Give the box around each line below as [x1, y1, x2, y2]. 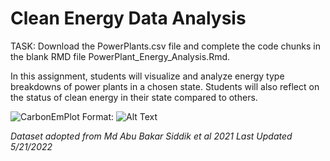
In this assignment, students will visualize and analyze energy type [10, 70, 285, 82]
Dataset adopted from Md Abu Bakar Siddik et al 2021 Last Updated [10, 130, 293, 142]
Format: [81, 110, 115, 122]
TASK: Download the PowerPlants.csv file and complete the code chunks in [10, 40, 322, 52]
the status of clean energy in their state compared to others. [10, 91, 258, 103]
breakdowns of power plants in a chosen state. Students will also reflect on [10, 80, 320, 92]
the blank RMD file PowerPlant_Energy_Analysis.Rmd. [10, 50, 231, 62]
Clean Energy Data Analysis [10, 7, 247, 30]
